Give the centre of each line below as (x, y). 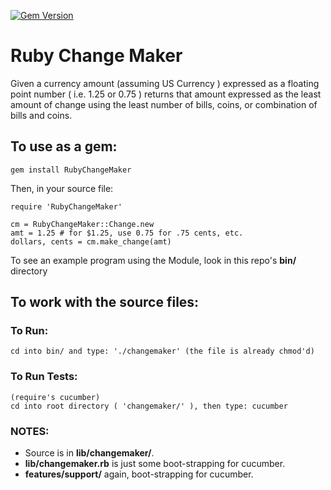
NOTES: (30, 431)
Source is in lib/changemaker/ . (89, 453)
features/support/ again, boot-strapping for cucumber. (139, 474)
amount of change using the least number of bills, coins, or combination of (164, 104)
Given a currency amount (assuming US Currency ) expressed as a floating (165, 83)
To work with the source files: (105, 302)
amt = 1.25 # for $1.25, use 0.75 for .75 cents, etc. (127, 233)
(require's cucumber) (55, 397)
